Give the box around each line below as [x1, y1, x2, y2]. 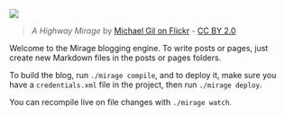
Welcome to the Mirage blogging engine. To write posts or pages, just [9, 43, 269, 53]
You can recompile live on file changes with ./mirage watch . [9, 97, 233, 107]
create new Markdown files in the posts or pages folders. [9, 52, 222, 63]
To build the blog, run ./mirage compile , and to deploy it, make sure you [9, 70, 277, 80]
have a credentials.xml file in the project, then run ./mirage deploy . [9, 79, 262, 90]
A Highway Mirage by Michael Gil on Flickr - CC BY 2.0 [31, 25, 236, 36]
